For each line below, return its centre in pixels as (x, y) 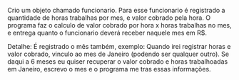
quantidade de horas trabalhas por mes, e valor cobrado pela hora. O (109, 18)
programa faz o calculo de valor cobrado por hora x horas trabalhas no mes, (119, 25)
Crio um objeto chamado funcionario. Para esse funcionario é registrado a (116, 10)
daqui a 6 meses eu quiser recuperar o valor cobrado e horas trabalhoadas (118, 62)
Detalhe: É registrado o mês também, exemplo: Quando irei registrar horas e (119, 46)
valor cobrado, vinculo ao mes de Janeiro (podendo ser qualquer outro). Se (118, 54)
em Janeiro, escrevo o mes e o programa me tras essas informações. (110, 69)
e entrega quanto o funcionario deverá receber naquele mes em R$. (107, 33)
